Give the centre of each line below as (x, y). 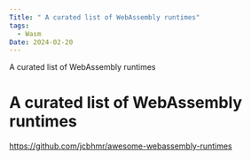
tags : (19, 26)
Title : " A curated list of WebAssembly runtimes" (105, 17)
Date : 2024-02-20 (41, 42)
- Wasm (29, 34)
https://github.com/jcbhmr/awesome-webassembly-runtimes (121, 146)
